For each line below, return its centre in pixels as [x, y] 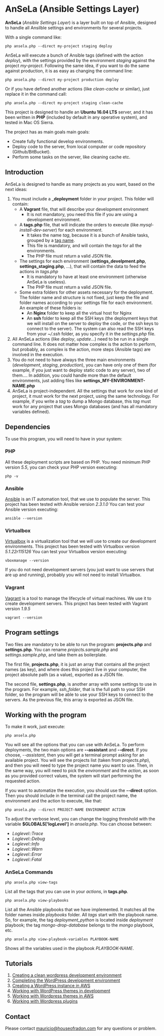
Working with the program [46, 715]
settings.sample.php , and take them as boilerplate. [56, 655]
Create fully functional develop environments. [58, 141]
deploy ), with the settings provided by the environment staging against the [80, 60]
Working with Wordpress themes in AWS [53, 996]
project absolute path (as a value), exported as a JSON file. [64, 674]
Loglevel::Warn [27, 849]
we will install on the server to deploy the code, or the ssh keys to [92, 323]
